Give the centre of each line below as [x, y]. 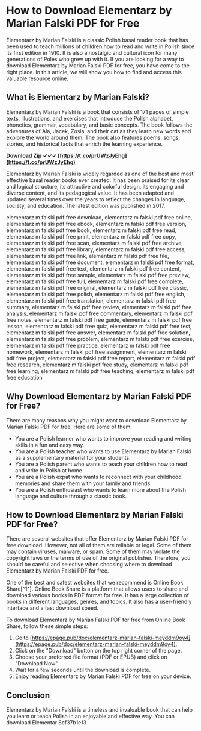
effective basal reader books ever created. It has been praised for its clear [98, 180]
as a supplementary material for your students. [73, 457]
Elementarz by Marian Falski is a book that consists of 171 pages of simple [97, 111]
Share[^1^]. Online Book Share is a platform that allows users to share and [97, 589]
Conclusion [28, 695]
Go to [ [23, 638]
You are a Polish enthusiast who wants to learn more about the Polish [100, 489]
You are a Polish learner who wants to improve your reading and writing [103, 438]
